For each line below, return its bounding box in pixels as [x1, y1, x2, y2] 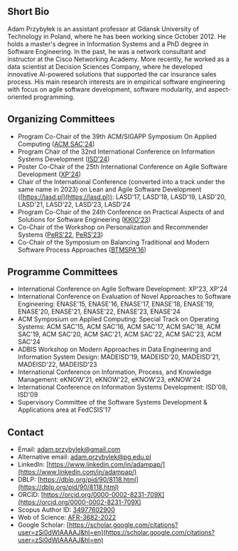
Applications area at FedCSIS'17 [17, 405, 112, 414]
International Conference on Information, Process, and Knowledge [17, 368, 212, 376]
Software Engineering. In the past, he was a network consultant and [7, 47, 206, 55]
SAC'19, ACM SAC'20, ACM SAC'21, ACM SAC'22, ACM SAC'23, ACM [17, 330, 222, 338]
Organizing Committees [7, 113, 115, 125]
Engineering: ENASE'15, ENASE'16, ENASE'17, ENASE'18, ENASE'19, [17, 300, 215, 309]
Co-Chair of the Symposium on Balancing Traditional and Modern [17, 237, 210, 246]
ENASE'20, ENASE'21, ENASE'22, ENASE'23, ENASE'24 [17, 307, 181, 316]
